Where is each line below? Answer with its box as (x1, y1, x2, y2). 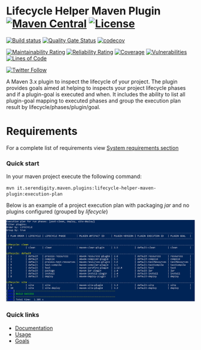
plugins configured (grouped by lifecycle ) (6, 208, 108, 215)
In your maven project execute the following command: (6, 173, 142, 180)
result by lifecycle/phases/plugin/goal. (6, 103, 100, 110)
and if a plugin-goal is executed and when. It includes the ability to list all (6, 90, 185, 98)
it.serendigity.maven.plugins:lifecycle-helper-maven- (17, 185, 157, 191)
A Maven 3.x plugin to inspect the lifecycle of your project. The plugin (6, 78, 178, 85)
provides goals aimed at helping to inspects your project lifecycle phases (6, 84, 186, 91)
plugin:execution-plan (6, 191, 63, 197)
